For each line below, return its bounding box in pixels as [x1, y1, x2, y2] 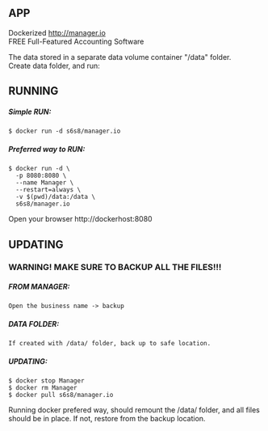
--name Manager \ [15, 179, 74, 187]
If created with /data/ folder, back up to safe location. [8, 340, 211, 348]
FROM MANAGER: [8, 282, 70, 292]
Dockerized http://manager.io [8, 27, 107, 37]
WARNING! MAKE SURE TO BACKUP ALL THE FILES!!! [8, 262, 222, 273]
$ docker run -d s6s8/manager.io [8, 127, 121, 136]
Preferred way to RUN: [8, 144, 86, 154]
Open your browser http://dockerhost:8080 [8, 214, 153, 224]
